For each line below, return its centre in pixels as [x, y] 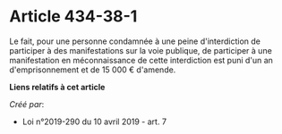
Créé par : [27, 104]
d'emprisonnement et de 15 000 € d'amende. [93, 70]
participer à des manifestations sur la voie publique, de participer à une [141, 50]
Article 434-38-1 [73, 17]
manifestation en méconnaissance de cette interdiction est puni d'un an [141, 60]
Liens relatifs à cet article [57, 87]
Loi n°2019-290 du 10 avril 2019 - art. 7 [94, 121]
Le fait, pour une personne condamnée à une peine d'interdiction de [135, 41]
